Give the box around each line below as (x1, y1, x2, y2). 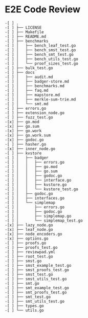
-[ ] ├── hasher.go (5, 142, 47, 147)
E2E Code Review (5, 4, 80, 15)
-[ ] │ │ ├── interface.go (5, 177, 72, 183)
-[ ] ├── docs (5, 70, 35, 75)
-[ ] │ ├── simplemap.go (5, 213, 72, 218)
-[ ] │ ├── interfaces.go (5, 195, 65, 201)
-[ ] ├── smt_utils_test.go (5, 299, 65, 304)
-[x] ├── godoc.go (5, 137, 44, 142)
